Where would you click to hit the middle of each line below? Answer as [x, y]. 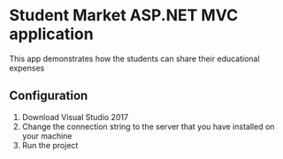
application [52, 34]
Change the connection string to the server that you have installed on [148, 126]
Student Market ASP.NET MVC [124, 15]
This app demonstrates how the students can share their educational [134, 58]
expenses [27, 68]
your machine [47, 136]
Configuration [49, 96]
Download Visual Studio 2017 [75, 117]
